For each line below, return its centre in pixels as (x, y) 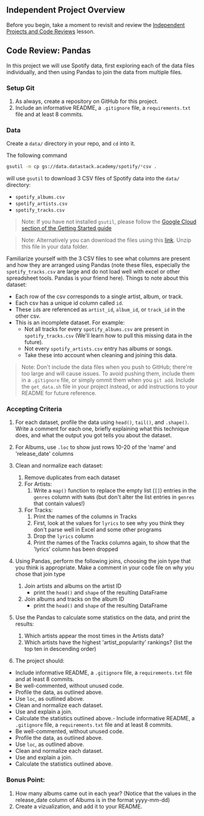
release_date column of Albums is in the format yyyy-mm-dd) (93, 799)
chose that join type (40, 574)
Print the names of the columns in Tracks (85, 517)
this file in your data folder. (55, 247)
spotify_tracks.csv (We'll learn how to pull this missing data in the (108, 336)
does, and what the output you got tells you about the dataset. (93, 436)
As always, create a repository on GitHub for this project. (87, 101)
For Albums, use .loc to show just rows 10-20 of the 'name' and (96, 447)
